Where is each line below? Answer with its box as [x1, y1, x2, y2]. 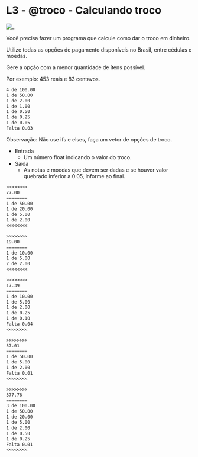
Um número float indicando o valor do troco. [23, 153, 132, 160]
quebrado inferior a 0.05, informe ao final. [23, 172, 125, 179]
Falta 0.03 [6, 125, 33, 131]
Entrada [14, 147, 34, 155]
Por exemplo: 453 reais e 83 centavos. [6, 75, 100, 82]
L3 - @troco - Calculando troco [6, 4, 161, 17]
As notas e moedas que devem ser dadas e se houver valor [23, 166, 168, 173]
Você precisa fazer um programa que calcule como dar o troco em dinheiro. [6, 34, 191, 41]
